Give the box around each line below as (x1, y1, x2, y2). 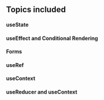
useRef (6, 61, 24, 68)
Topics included (6, 5, 66, 15)
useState (6, 21, 29, 28)
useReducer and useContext (6, 88, 78, 95)
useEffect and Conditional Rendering (6, 35, 98, 42)
